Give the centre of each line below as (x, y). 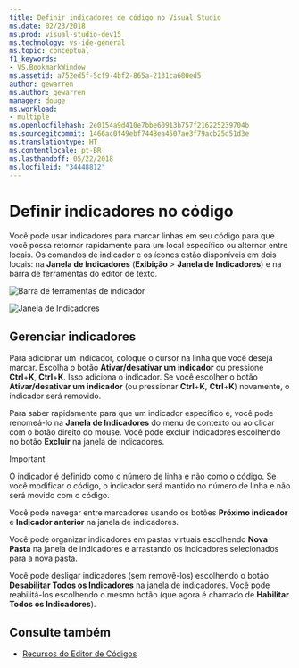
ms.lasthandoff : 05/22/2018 (62, 159)
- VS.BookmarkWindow (48, 68)
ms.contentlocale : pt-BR (55, 150)
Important (27, 459)
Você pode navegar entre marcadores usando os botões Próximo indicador (149, 513)
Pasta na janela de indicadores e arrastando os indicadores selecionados (144, 549)
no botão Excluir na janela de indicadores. (87, 442)
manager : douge (37, 100)
